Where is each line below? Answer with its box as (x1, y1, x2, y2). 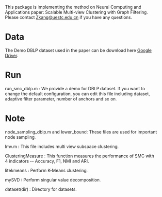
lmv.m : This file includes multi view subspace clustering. (5, 143, 119, 149)
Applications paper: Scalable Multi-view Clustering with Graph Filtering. (5, 9, 148, 15)
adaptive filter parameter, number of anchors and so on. (5, 96, 117, 101)
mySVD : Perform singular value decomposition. (5, 177, 101, 182)
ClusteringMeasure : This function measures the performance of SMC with (5, 153, 154, 159)
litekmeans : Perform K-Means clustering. (5, 167, 88, 173)
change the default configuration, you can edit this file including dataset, (5, 91, 150, 97)
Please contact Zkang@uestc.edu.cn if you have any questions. (5, 15, 132, 20)
